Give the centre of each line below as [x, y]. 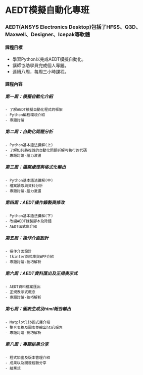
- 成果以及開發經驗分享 [26, 363]
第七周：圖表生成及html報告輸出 [38, 309]
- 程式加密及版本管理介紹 [28, 358]
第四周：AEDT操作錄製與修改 [35, 202]
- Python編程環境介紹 [25, 115]
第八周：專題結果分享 [27, 344]
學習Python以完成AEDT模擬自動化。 [49, 59]
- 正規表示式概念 [20, 292]
